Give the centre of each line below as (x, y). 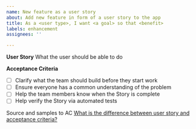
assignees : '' (24, 35)
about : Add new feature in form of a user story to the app (84, 18)
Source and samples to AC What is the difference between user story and (98, 113)
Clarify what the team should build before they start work (86, 81)
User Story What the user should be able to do (64, 57)
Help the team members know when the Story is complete (87, 94)
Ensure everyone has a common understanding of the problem (93, 87)
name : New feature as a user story (51, 12)
